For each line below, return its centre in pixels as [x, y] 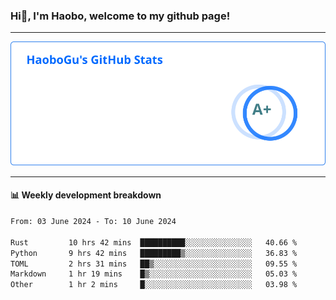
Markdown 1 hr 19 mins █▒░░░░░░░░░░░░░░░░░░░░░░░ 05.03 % [154, 274]
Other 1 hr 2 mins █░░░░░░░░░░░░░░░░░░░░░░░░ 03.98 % [154, 285]
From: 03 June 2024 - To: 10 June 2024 [93, 222]
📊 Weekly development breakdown [86, 195]
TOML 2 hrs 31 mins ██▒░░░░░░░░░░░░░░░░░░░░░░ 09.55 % [154, 264]
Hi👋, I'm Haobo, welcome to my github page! [120, 16]
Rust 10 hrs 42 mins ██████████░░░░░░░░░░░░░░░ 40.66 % [154, 242]
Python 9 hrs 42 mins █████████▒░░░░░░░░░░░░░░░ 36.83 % [154, 253]
